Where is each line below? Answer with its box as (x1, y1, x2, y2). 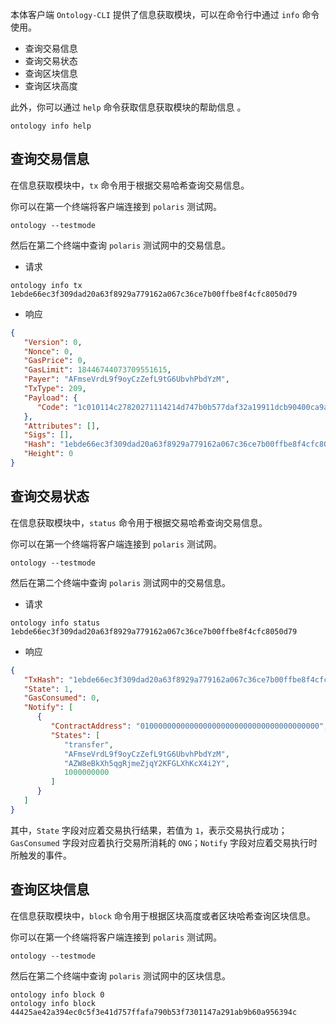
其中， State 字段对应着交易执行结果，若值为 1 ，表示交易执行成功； (10, 824, 288, 836)
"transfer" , (63, 739, 114, 750)
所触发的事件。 (10, 849, 72, 861)
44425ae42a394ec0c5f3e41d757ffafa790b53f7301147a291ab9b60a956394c (10, 1007, 298, 1017)
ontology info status (10, 618, 101, 628)
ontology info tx (10, 280, 83, 290)
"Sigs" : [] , (23, 430, 74, 440)
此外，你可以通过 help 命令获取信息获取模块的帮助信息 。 (10, 101, 247, 113)
